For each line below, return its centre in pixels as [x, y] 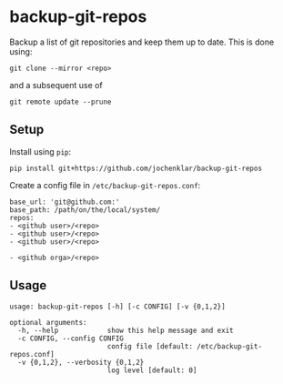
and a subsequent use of [56, 85]
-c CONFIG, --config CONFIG [71, 339]
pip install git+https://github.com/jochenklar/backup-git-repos [136, 168]
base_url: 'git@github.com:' [65, 202]
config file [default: [150, 346]
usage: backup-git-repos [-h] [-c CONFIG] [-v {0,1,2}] [117, 307]
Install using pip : [40, 151]
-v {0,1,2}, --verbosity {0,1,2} [81, 362]
